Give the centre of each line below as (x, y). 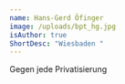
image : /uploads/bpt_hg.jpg (63, 26)
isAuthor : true (38, 35)
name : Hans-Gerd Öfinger (57, 18)
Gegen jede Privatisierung (58, 69)
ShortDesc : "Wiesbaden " (57, 43)
